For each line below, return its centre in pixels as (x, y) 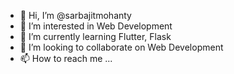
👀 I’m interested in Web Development (96, 26)
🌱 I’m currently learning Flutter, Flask (95, 36)
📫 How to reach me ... (66, 58)
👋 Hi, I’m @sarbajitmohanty (75, 15)
